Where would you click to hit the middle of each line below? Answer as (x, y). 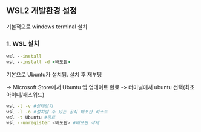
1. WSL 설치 (23, 43)
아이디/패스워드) (25, 95)
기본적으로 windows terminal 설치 (47, 27)
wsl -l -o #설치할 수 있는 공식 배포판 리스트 (57, 112)
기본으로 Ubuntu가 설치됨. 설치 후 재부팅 (54, 74)
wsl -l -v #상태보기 (30, 106)
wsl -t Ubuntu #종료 (31, 117)
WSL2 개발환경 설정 (42, 11)
